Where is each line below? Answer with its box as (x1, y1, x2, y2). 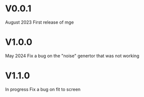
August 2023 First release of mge (5, 19, 74, 25)
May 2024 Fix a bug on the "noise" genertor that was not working (5, 53, 140, 59)
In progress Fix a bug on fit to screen (5, 86, 81, 92)
